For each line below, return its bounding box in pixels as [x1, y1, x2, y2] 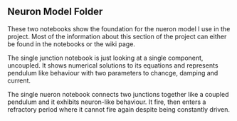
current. [7, 76, 31, 85]
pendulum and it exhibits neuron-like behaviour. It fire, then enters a [7, 98, 206, 106]
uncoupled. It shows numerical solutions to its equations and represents [7, 60, 218, 70]
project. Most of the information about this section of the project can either [7, 32, 227, 41]
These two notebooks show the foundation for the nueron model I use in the [7, 24, 231, 33]
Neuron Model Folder [7, 6, 103, 18]
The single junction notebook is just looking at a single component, [7, 53, 204, 62]
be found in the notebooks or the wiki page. [7, 39, 135, 48]
